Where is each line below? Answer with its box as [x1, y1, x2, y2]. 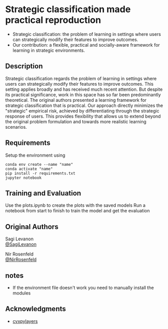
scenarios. [5, 124, 27, 130]
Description [5, 62, 43, 70]
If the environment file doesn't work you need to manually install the [12, 285, 154, 290]
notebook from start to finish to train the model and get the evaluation [5, 208, 150, 214]
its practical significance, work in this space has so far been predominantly [5, 91, 161, 97]
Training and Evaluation [5, 189, 82, 197]
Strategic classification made [5, 4, 131, 15]
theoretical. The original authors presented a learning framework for [5, 97, 147, 103]
